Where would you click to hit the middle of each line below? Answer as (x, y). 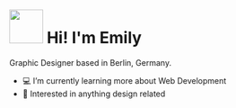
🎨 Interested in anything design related (94, 94)
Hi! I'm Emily (94, 38)
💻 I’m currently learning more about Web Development (124, 80)
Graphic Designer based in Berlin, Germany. (91, 62)
